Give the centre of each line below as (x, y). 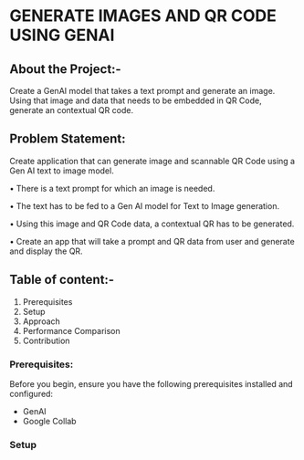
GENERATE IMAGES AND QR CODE (143, 16)
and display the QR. (47, 251)
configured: (31, 393)
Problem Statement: (68, 139)
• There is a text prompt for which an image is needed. (112, 188)
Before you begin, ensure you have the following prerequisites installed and (152, 383)
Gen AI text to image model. (62, 171)
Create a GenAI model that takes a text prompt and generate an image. (142, 91)
